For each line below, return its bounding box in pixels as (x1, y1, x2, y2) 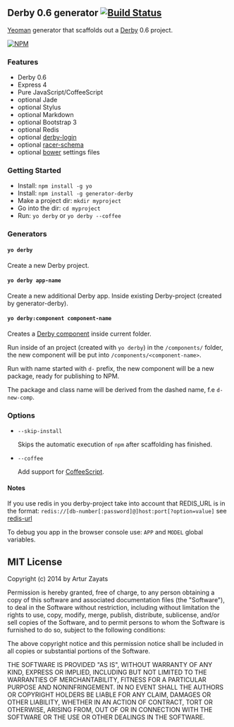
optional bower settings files (17, 148, 100, 157)
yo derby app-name (7, 277, 61, 284)
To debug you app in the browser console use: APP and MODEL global (7, 528, 203, 537)
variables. (7, 535, 36, 544)
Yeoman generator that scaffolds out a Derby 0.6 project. (7, 25, 173, 34)
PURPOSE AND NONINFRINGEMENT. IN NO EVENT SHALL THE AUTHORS (7, 683, 224, 692)
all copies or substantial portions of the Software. (7, 647, 150, 656)
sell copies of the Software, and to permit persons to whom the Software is (7, 618, 226, 627)
